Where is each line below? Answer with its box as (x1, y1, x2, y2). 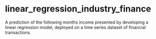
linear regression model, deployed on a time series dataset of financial (5, 24, 146, 30)
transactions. (5, 29, 32, 35)
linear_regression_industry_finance (5, 3, 152, 14)
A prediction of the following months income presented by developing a (5, 19, 149, 25)
